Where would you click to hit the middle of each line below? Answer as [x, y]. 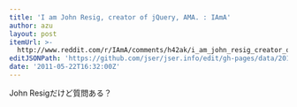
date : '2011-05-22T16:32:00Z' [65, 67]
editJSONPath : [35, 58]
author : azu [31, 26]
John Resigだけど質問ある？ [61, 93]
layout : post [33, 34]
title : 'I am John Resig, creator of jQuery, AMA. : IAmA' [120, 17]
